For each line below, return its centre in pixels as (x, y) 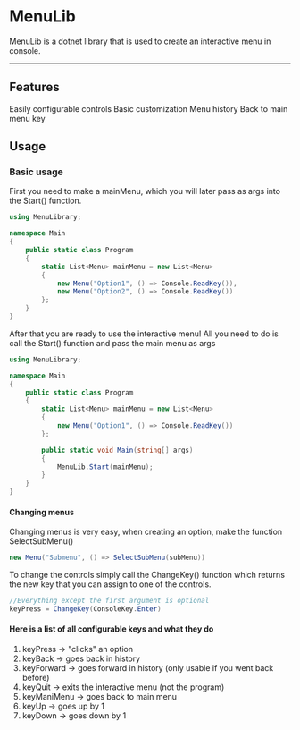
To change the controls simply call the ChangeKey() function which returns (147, 575)
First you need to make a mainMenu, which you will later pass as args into (145, 191)
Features (34, 87)
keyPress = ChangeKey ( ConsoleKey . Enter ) (86, 609)
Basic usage (37, 172)
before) (36, 678)
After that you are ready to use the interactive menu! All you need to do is (144, 334)
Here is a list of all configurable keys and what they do (112, 629)
